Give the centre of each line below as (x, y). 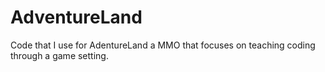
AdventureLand (76, 17)
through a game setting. (59, 55)
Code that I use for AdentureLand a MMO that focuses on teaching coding (163, 45)
